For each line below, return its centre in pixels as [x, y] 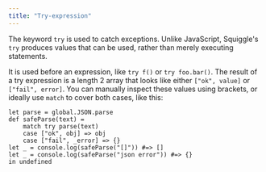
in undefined [30, 162]
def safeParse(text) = [46, 119]
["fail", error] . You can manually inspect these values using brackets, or [133, 89]
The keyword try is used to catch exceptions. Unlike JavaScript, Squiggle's [133, 39]
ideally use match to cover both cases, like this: [86, 97]
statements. [28, 56]
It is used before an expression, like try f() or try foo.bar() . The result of [133, 71]
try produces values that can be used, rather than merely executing [121, 47]
